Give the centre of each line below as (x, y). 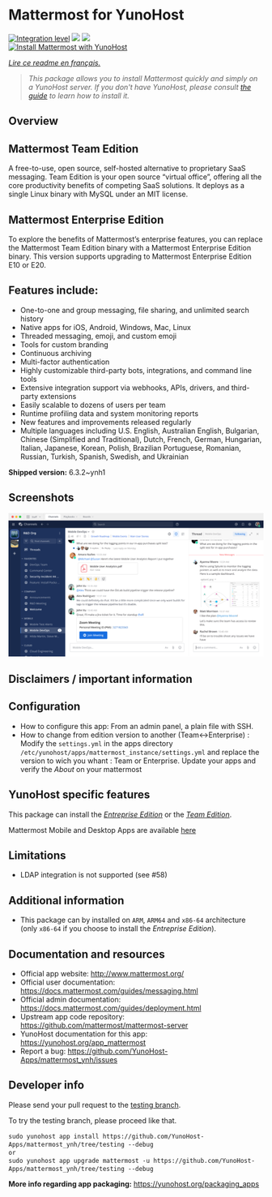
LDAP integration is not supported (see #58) (93, 875)
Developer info (47, 1085)
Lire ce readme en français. (55, 62)
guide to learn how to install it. (79, 96)
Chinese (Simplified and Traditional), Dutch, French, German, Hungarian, (141, 439)
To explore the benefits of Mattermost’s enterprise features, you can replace (136, 239)
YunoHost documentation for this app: (84, 1034)
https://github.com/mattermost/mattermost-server (104, 1025)
